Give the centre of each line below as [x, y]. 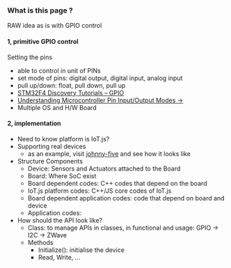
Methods [40, 242]
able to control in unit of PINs [59, 70]
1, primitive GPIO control [43, 41]
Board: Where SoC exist [62, 175]
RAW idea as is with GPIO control [55, 26]
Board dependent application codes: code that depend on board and [126, 198]
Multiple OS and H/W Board [57, 107]
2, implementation [34, 123]
